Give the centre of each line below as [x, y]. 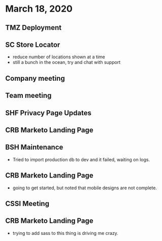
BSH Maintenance [34, 147]
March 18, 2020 [39, 9]
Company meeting [35, 78]
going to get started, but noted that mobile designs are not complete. [85, 188]
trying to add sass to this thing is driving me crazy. [65, 233]
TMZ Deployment [34, 28]
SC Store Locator [33, 44]
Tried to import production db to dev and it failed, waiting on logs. [81, 159]
